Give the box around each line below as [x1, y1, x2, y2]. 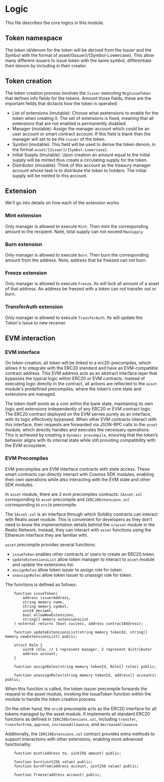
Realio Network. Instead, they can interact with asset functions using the [5, 527, 152, 533]
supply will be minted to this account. [12, 173, 88, 178]
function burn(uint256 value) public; [14, 759, 93, 764]
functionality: [5, 741, 32, 747]
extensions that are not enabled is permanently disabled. [12, 120, 127, 126]
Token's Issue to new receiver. [5, 319, 67, 325]
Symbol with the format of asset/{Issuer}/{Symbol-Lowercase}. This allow [5, 52, 154, 58]
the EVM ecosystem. [5, 442, 47, 448]
